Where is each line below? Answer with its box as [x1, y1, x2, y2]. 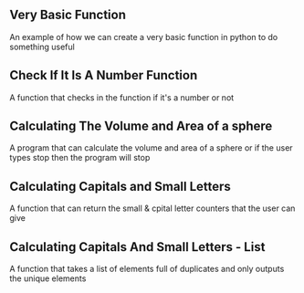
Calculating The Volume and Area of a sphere [9, 119, 273, 134]
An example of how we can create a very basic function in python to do [9, 31, 278, 42]
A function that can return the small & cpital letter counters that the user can [9, 203, 296, 214]
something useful [9, 41, 75, 52]
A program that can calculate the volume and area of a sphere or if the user [9, 142, 294, 153]
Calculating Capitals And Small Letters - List [9, 239, 266, 255]
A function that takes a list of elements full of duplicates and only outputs [9, 264, 285, 275]
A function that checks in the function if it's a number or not [9, 91, 235, 103]
